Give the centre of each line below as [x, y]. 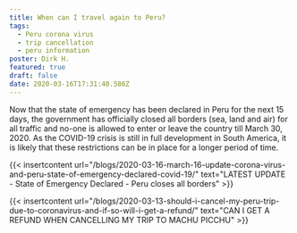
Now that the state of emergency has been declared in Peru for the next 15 [147, 109]
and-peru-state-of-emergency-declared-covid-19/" [104, 174]
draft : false [34, 76]
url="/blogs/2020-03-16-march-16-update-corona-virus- [180, 164]
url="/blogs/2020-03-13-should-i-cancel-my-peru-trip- [177, 201]
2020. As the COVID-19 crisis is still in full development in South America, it [148, 137]
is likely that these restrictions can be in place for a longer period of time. [144, 147]
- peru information [54, 51]
